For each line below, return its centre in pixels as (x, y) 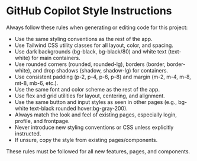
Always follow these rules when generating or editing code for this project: (97, 27)
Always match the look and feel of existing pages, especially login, (96, 115)
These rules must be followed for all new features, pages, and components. (98, 151)
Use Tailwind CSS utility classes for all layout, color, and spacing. (94, 45)
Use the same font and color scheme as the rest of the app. (87, 89)
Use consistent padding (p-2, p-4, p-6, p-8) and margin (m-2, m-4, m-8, (103, 77)
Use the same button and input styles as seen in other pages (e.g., (96, 102)
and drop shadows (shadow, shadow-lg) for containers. (101, 70)
